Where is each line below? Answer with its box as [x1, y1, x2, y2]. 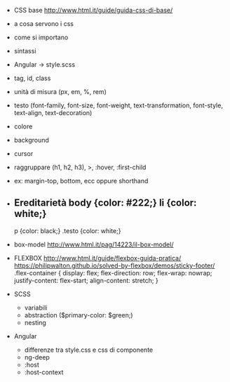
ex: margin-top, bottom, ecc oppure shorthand [13, 177, 149, 185]
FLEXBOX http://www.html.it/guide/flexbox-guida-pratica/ [13, 253, 182, 262]
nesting [24, 318, 47, 327]
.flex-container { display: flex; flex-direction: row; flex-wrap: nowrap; [13, 268, 212, 277]
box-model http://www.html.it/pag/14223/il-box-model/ [13, 240, 174, 249]
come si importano [13, 33, 69, 41]
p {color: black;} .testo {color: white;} [13, 226, 121, 235]
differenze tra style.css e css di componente [24, 345, 154, 354]
